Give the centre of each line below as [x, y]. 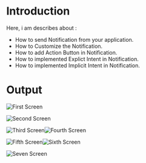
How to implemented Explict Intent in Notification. [77, 59]
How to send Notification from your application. [74, 39]
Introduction [38, 11]
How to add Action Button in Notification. [66, 52]
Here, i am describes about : [41, 28]
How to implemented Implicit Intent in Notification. [78, 65]
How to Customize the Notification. [59, 46]
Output [24, 90]
